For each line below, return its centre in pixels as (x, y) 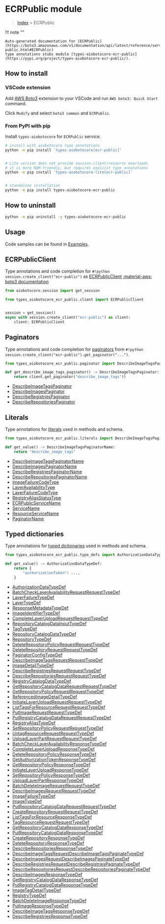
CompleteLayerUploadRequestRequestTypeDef (60, 618)
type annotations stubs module (37, 54)
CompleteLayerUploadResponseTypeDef (53, 749)
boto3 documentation (27, 282)
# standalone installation (33, 185)
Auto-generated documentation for (41, 41)
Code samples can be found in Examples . (47, 244)
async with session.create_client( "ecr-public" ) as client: (68, 317)
